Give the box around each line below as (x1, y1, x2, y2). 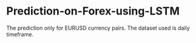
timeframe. (6, 30, 34, 38)
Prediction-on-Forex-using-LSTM (6, 4, 180, 18)
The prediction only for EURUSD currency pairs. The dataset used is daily (6, 24, 190, 31)
